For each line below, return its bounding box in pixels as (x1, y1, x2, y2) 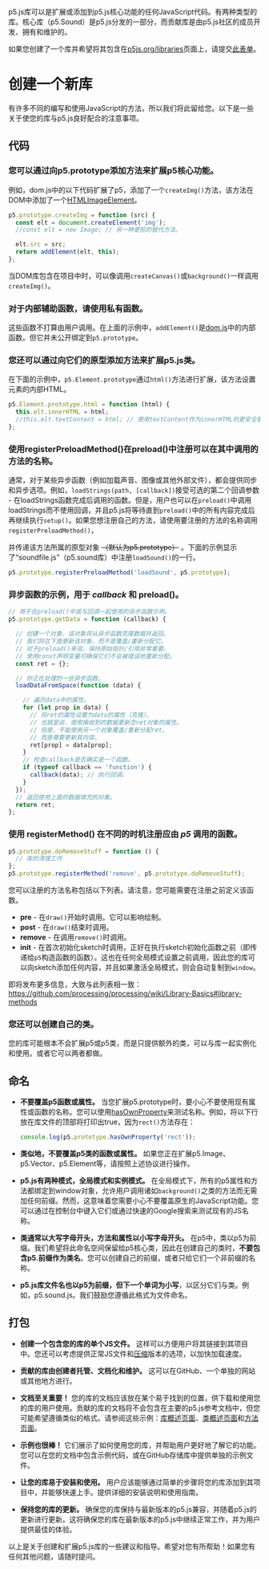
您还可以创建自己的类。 (8, 1019, 98, 1030)
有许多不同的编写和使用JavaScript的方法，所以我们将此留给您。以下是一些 (8, 103, 255, 112)
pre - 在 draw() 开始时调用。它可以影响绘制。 (19, 912, 166, 922)
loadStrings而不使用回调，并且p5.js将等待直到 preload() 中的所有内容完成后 (8, 505, 255, 516)
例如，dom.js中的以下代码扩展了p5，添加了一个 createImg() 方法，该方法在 (8, 185, 254, 194)
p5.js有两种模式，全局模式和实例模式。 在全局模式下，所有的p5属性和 (19, 1176, 251, 1186)
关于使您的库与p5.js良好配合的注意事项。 (8, 113, 144, 123)
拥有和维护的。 (22, 27, 72, 36)
